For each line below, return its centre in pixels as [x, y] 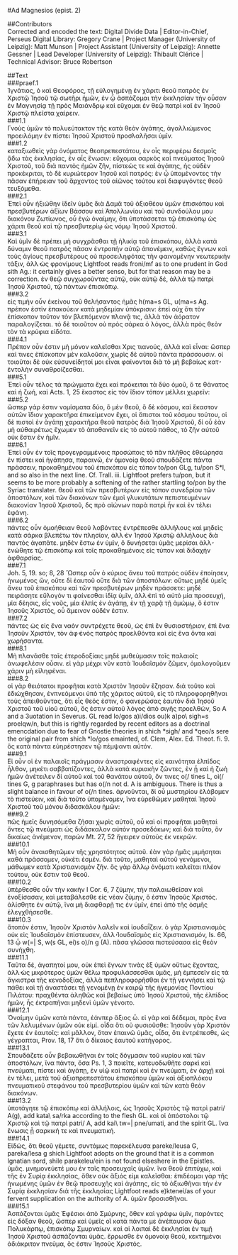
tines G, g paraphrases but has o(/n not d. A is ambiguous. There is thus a [115, 784]
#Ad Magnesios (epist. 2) [44, 10]
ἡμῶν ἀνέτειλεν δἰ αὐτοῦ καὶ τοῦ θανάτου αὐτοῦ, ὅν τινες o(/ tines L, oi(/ [116, 776]
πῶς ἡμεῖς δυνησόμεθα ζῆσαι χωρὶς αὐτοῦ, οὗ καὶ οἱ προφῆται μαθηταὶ [113, 822]
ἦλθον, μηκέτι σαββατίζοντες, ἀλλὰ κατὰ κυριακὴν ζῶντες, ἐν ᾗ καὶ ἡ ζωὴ [118, 769]
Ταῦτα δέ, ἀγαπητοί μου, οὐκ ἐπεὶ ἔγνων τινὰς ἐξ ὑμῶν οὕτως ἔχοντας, [113, 965]
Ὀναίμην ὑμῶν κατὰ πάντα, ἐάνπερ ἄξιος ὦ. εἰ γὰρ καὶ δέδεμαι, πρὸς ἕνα [117, 1018]
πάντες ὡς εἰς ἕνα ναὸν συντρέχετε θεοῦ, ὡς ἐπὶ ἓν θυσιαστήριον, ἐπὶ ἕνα [119, 626]
